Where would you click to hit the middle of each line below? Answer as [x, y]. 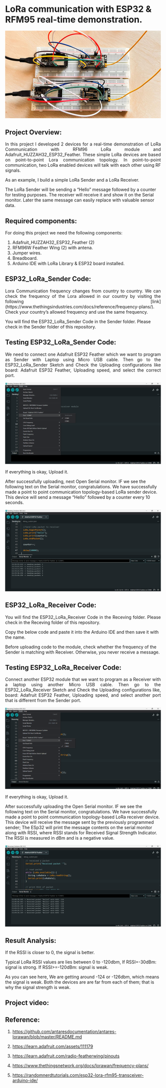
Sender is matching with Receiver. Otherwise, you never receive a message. [83, 652]
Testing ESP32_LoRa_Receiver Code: [63, 667]
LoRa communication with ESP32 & [78, 9]
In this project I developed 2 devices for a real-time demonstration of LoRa [83, 144]
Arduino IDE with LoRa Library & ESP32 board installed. [68, 264]
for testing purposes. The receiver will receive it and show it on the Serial [80, 195]
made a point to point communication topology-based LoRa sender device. [81, 492]
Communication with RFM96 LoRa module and [83, 149]
